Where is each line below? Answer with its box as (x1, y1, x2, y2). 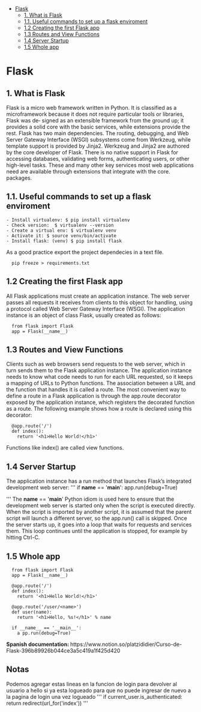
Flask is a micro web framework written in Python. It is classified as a (6, 104, 177, 111)
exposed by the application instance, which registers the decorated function (6, 399, 195, 406)
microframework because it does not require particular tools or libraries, (6, 110, 185, 118)
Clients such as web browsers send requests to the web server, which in (6, 360, 185, 368)
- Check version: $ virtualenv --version (6, 222, 114, 228)
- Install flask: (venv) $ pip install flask (6, 238, 122, 244)
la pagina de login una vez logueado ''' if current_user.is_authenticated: (6, 693, 183, 700)
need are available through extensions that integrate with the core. (6, 168, 170, 175)
